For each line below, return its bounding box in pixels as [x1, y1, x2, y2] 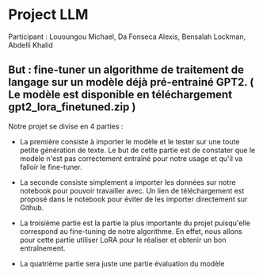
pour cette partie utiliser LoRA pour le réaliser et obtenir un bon [19, 235, 227, 244]
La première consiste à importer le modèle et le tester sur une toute [19, 136, 240, 146]
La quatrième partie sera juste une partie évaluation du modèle [19, 259, 225, 268]
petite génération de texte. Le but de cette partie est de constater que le [19, 145, 256, 155]
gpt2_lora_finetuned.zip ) [8, 101, 136, 114]
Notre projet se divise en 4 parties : [8, 121, 124, 131]
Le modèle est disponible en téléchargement [8, 88, 232, 102]
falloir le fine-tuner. [19, 162, 83, 171]
